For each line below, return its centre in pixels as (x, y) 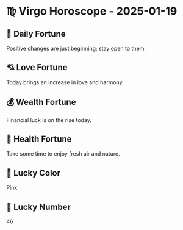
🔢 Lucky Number (39, 207)
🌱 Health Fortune (39, 139)
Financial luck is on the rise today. (49, 120)
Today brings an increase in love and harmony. (65, 82)
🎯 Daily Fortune (36, 34)
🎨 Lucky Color (34, 173)
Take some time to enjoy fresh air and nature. (63, 154)
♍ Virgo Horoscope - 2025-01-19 (92, 11)
